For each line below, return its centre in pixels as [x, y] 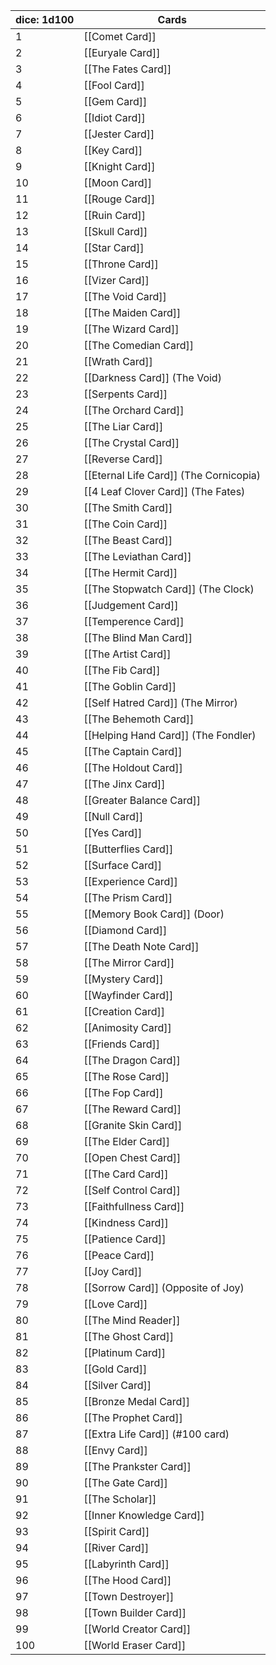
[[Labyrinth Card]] [126, 1564]
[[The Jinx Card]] [124, 784]
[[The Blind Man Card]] [138, 637]
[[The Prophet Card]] [133, 1417]
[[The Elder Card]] [126, 1141]
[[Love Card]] [115, 1304]
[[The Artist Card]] [127, 654]
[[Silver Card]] [117, 1385]
